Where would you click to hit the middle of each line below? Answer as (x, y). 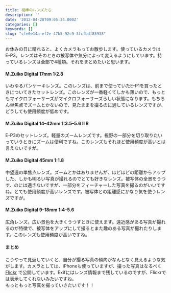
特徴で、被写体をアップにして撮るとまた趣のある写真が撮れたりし (88, 228)
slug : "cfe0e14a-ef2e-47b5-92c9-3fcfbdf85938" (56, 34)
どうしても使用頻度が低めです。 (39, 111)
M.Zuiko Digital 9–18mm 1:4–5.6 (40, 210)
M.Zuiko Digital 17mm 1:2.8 (34, 74)
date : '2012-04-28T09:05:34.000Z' (42, 19)
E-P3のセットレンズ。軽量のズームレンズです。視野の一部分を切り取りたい (84, 136)
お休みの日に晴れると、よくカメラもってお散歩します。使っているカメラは (83, 49)
